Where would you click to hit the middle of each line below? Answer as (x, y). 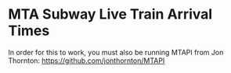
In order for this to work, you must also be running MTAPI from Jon (116, 52)
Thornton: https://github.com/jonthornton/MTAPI (87, 61)
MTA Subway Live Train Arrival (110, 14)
